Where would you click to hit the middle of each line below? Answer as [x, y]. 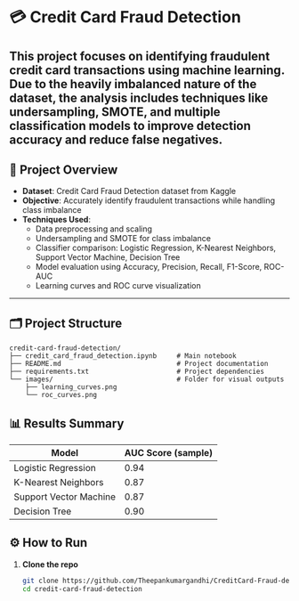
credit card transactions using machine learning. [147, 70]
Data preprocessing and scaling [94, 229]
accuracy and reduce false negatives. [116, 139]
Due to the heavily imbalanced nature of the [133, 84]
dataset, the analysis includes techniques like [139, 97]
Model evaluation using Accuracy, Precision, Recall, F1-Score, [149, 267]
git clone [40, 581]
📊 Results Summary [67, 423]
